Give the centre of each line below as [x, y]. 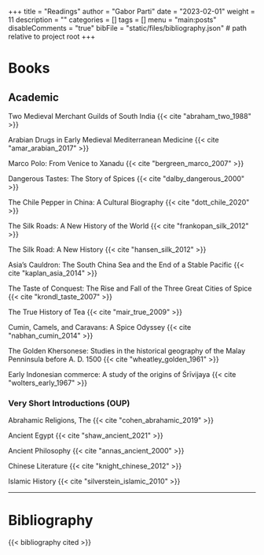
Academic [33, 97]
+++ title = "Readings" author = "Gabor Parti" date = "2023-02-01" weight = [132, 11]
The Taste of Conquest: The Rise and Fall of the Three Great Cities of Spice [130, 288]
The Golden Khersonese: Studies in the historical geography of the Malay [127, 351]
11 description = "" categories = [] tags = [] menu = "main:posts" [112, 20]
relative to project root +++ [52, 36]
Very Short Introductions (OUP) [69, 403]
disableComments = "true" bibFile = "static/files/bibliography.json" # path [128, 28]
